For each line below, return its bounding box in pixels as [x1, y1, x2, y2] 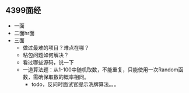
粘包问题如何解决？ [22, 51, 69, 58]
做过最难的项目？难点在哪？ [22, 44, 90, 51]
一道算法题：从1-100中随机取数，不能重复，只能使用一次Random [22, 66, 178, 73]
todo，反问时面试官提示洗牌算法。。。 [31, 81, 120, 88]
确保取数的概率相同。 [38, 73, 90, 80]
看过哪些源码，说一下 [22, 58, 74, 66]
